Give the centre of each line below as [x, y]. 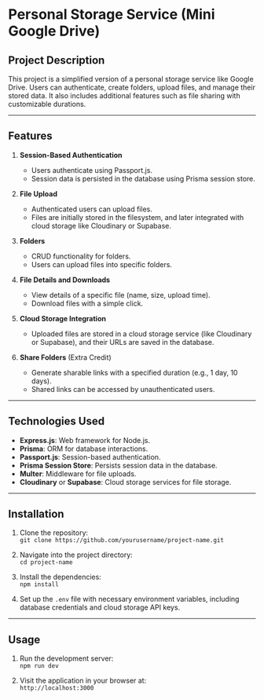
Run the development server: [66, 658]
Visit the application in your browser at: [83, 680]
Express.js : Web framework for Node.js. [85, 440]
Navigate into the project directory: [76, 555]
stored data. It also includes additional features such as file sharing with [125, 95]
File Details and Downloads [65, 280]
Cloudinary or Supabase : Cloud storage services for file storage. [125, 482]
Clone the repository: [54, 533]
